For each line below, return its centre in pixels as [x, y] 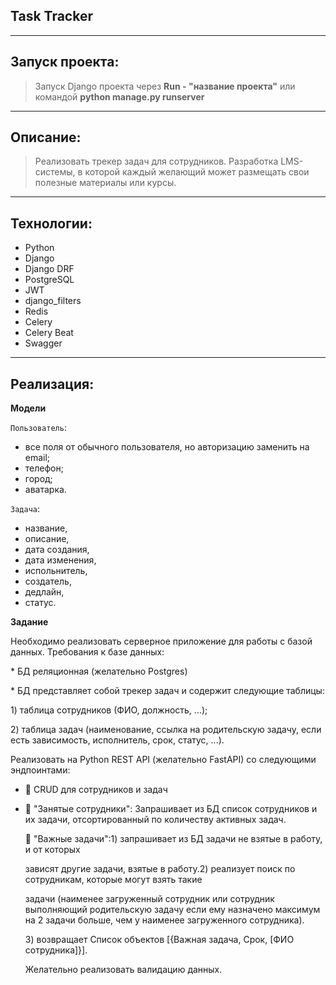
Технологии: [51, 223]
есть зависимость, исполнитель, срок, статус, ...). [117, 740]
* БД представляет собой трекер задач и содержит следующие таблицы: [167, 691]
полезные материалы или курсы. [105, 183]
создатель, [48, 581]
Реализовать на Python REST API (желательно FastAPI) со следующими [163, 760]
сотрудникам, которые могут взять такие [113, 880]
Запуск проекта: [65, 62]
